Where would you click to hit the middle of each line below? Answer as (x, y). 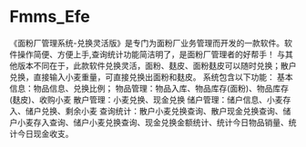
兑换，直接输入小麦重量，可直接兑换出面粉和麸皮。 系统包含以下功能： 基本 (151, 77)
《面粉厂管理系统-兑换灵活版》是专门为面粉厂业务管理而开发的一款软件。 (147, 43)
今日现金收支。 (45, 133)
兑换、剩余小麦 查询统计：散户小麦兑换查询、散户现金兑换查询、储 (166, 111)
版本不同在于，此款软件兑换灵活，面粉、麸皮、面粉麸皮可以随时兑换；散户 (157, 65)
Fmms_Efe (50, 17)
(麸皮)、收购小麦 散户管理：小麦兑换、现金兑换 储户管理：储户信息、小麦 (147, 99)
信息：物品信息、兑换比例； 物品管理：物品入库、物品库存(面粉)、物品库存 (149, 88)
